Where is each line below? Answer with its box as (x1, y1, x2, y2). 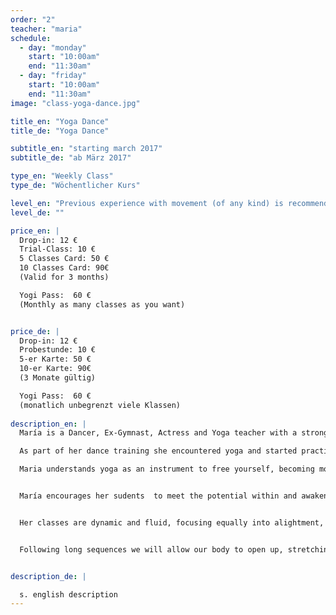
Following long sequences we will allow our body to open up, (19, 544, 284, 555)
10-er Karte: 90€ (19, 364, 92, 374)
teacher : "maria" (10, 24, 83, 34)
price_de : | (10, 326, 60, 336)
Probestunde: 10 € (19, 345, 97, 355)
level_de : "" (10, 207, 65, 218)
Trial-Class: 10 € (19, 244, 97, 255)
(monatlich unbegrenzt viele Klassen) (19, 400, 182, 410)
